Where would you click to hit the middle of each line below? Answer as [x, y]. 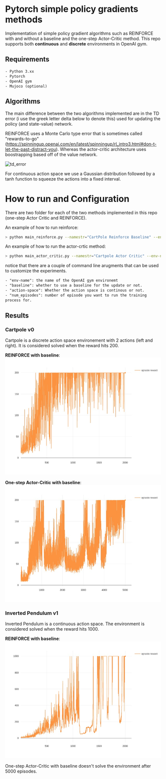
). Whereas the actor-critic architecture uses [101, 149]
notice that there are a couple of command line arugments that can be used [82, 266]
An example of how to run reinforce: [42, 227]
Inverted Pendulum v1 [32, 613]
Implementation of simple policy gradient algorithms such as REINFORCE [79, 33]
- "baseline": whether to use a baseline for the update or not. [74, 285]
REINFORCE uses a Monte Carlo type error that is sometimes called [74, 133]
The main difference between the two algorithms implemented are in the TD [82, 113]
